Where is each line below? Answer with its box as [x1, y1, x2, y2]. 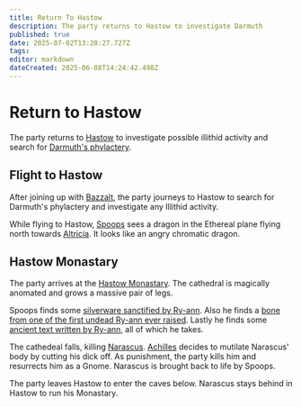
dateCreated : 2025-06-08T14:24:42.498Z [9, 64, 159, 73]
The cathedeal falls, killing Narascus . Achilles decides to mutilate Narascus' [9, 341, 289, 352]
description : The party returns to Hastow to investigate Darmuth [9, 22, 263, 31]
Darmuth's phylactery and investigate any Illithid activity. [9, 201, 218, 212]
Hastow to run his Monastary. [9, 388, 119, 399]
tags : [9, 47, 30, 56]
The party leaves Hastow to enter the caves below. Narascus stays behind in [9, 378, 293, 389]
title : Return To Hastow [9, 13, 102, 23]
